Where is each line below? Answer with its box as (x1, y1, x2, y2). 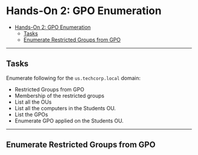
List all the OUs (14, 98, 52, 105)
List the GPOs (14, 111, 48, 118)
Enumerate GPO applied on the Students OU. (14, 117, 124, 124)
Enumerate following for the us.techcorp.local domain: (6, 74, 141, 81)
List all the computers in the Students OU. (14, 104, 116, 111)
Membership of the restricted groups (14, 92, 105, 99)
